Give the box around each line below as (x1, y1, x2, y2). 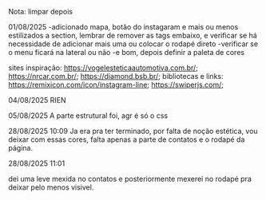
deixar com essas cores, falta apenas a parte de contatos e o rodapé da (8, 135, 245, 144)
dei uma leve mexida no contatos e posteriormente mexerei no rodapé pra (8, 175, 252, 183)
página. (8, 143, 34, 152)
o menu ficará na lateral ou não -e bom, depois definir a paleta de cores (8, 48, 245, 57)
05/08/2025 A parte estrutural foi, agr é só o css (8, 111, 169, 120)
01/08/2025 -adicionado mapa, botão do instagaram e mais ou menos (8, 22, 239, 31)
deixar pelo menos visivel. (8, 182, 94, 192)
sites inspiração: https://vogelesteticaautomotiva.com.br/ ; (8, 63, 198, 73)
